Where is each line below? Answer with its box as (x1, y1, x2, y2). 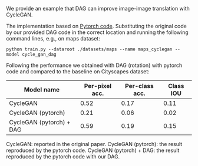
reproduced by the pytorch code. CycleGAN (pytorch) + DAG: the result (6, 147, 180, 154)
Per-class (124, 82, 154, 90)
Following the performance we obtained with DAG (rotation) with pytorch (6, 62, 183, 69)
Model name (24, 86, 60, 93)
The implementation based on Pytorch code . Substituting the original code (6, 23, 187, 29)
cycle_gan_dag (21, 52, 57, 57)
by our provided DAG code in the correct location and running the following (6, 29, 189, 36)
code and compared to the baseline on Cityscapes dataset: (6, 68, 150, 75)
